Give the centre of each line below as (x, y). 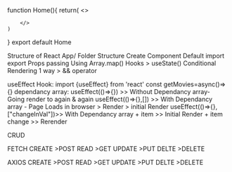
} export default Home (39, 42)
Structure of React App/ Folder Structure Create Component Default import (116, 56)
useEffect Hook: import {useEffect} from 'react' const (85, 84)
